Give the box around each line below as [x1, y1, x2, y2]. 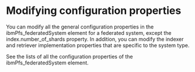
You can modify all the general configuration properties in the [6, 23, 154, 30]
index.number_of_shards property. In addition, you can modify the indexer [6, 35, 184, 42]
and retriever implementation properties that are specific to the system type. [6, 42, 190, 49]
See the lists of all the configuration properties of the [6, 53, 133, 60]
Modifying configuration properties [6, 4, 182, 17]
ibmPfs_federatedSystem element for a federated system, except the [6, 29, 172, 36]
